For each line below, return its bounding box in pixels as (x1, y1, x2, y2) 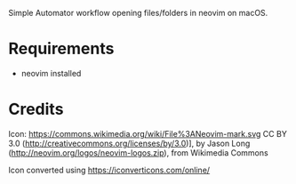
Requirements (8, 39, 115, 59)
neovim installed (20, 68, 82, 78)
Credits (8, 100, 64, 119)
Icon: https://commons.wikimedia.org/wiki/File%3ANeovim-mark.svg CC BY (8, 128, 288, 139)
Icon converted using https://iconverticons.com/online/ (8, 164, 211, 175)
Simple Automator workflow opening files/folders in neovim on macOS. (8, 8, 268, 18)
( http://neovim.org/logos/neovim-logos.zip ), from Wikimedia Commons (8, 147, 268, 158)
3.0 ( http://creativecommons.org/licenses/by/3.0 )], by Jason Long (8, 138, 251, 148)
